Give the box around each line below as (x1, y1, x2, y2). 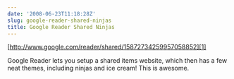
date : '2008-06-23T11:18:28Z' (7, 10, 97, 18)
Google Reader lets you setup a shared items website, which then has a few (7, 56, 228, 65)
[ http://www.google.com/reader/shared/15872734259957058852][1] (7, 43, 207, 51)
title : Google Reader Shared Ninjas (7, 23, 115, 30)
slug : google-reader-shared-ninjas (7, 17, 112, 24)
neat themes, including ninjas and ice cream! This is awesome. (7, 64, 190, 73)
